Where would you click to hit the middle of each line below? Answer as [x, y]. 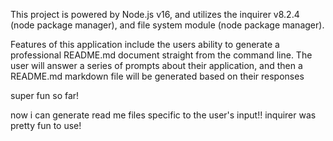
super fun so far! [45, 95]
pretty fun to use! [46, 125]
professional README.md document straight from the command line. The [161, 55]
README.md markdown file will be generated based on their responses [157, 76]
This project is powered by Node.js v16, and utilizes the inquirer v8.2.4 [155, 14]
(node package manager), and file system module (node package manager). [167, 25]
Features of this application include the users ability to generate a [145, 44]
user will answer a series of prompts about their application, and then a [156, 65]
